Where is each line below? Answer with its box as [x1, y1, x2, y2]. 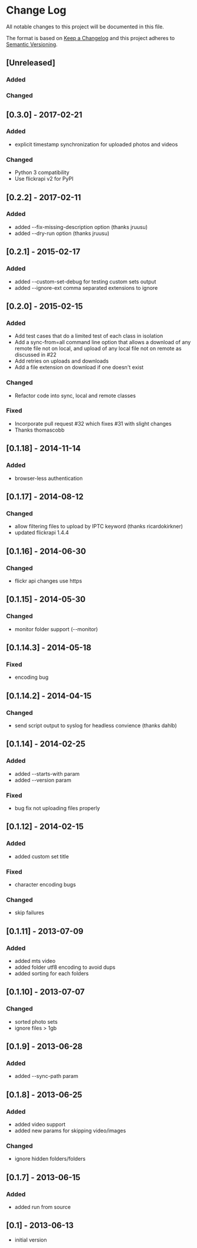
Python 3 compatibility [14, 169, 69, 176]
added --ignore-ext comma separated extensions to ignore [14, 284, 158, 291]
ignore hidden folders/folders [14, 1155, 86, 1162]
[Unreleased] [6, 58, 56, 68]
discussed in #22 [14, 351, 57, 358]
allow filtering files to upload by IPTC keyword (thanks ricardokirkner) [14, 523, 183, 530]
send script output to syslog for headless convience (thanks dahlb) [14, 721, 178, 729]
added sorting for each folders [14, 969, 89, 977]
